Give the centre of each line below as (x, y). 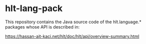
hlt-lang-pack (34, 8)
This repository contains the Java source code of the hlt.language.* (73, 22)
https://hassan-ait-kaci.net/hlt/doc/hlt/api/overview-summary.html (72, 36)
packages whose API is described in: (42, 27)
